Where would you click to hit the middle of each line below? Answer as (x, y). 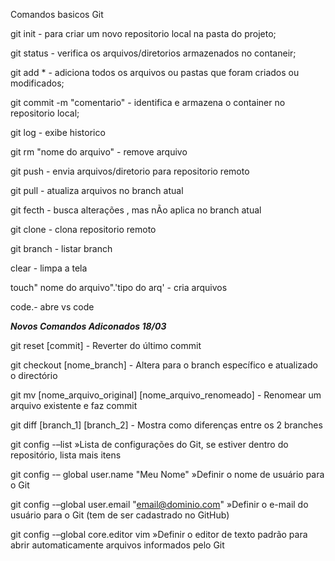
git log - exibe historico (58, 132)
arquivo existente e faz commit (74, 405)
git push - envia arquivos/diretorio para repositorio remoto (130, 171)
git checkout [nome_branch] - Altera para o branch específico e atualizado (164, 365)
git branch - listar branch (61, 248)
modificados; (37, 83)
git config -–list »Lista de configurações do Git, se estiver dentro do (149, 444)
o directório (34, 375)
